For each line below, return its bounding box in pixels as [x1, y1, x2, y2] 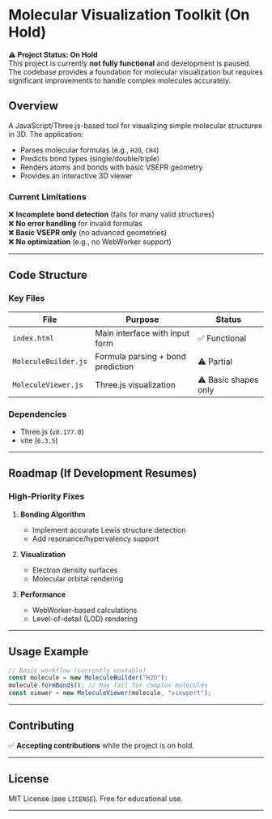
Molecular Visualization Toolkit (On [8, 6, 250, 24]
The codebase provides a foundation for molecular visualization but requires [8, 66, 263, 76]
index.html [12, 333, 54, 342]
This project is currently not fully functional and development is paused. [8, 58, 251, 68]
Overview [8, 99, 59, 113]
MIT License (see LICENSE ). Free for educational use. [8, 793, 184, 804]
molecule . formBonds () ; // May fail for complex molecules [8, 681, 208, 690]
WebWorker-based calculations [32, 605, 138, 615]
